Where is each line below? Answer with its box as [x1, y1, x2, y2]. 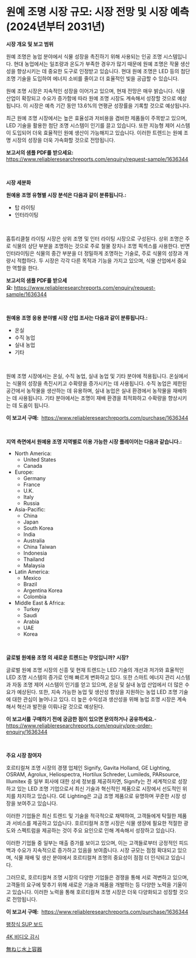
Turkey [23, 605, 40, 613]
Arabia [23, 618, 40, 625]
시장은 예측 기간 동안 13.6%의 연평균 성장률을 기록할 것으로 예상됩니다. [29, 102, 191, 109]
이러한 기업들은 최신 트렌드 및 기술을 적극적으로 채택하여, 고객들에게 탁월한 [6, 812, 177, 819]
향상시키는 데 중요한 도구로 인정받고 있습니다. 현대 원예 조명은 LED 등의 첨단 [16, 67, 190, 74]
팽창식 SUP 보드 [6, 920, 43, 928]
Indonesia [23, 549, 47, 556]
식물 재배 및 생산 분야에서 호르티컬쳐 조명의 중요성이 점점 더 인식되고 [13, 854, 170, 861]
